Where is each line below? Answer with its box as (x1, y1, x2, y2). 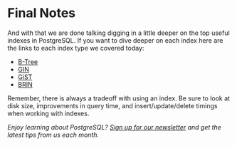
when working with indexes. (7, 109, 90, 118)
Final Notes (7, 5, 76, 21)
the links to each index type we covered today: (7, 43, 144, 52)
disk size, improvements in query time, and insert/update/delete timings (7, 101, 218, 110)
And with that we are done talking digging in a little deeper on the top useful (7, 28, 230, 37)
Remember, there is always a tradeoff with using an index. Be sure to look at (7, 94, 230, 103)
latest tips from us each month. (7, 130, 100, 139)
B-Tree (17, 57, 38, 66)
